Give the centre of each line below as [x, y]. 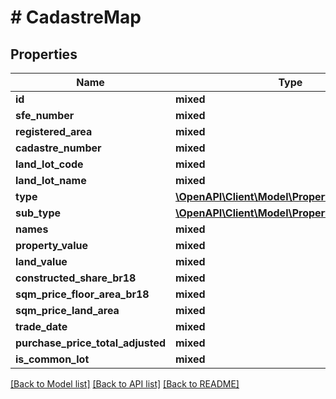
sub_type [38, 213]
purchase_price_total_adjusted [90, 343]
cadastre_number [58, 148]
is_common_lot [52, 359]
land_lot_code [49, 164]
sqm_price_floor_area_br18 [82, 294]
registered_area [54, 131]
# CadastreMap [76, 17]
